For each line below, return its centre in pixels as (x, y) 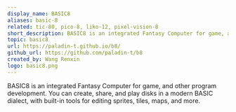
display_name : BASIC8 (39, 14)
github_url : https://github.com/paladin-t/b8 (75, 53)
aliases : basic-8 (33, 20)
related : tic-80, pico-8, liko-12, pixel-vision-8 (83, 27)
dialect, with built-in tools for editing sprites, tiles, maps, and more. (104, 100)
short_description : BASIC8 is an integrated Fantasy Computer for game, (116, 33)
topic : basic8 (28, 40)
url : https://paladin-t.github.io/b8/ (64, 46)
